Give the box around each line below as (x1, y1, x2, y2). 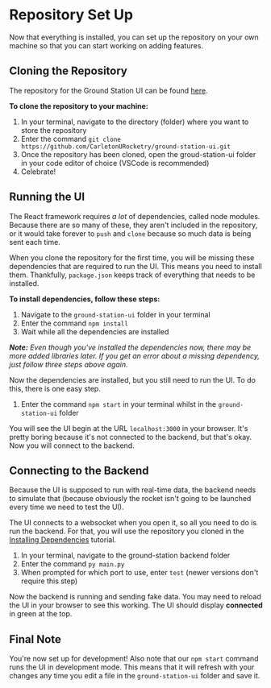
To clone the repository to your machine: (9, 101, 148, 110)
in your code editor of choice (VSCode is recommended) (20, 158, 210, 168)
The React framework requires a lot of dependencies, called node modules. (9, 211, 261, 221)
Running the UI (9, 190, 85, 204)
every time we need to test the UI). (9, 502, 124, 512)
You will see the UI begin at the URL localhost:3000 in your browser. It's (9, 423, 248, 433)
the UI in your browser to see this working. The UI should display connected (9, 600, 263, 610)
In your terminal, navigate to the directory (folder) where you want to (20, 117, 249, 126)
